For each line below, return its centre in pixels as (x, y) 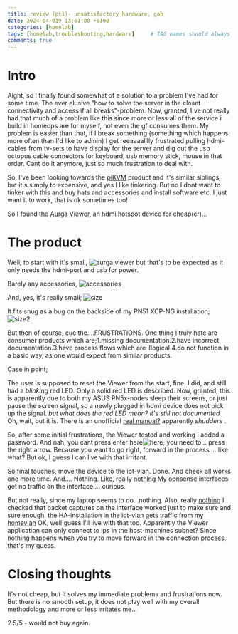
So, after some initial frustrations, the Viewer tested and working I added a (116, 435)
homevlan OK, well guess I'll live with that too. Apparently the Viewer (108, 523)
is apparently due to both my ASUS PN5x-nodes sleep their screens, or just (118, 398)
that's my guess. (32, 545)
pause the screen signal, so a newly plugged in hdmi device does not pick (115, 406)
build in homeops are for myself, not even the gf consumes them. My (108, 126)
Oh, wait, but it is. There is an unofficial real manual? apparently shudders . (117, 421)
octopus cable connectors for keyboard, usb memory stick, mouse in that (115, 156)
